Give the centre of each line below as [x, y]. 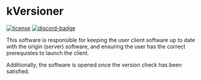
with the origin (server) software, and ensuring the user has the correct [96, 46]
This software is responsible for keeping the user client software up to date [101, 40]
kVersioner [35, 11]
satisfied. [18, 71]
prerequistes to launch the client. [48, 53]
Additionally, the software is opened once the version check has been [94, 65]
